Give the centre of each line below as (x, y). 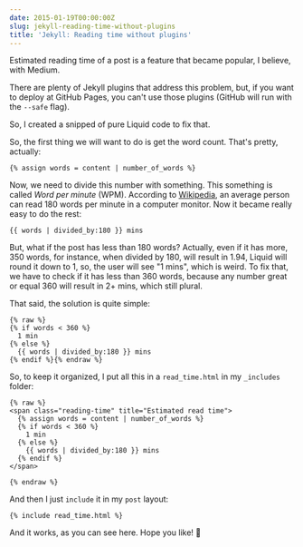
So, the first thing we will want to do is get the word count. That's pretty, (144, 142)
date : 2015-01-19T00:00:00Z (62, 18)
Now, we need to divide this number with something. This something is (141, 185)
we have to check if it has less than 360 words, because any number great (148, 277)
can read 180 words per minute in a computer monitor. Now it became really (151, 204)
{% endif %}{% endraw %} (56, 360)
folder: (22, 386)
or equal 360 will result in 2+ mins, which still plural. (106, 286)
